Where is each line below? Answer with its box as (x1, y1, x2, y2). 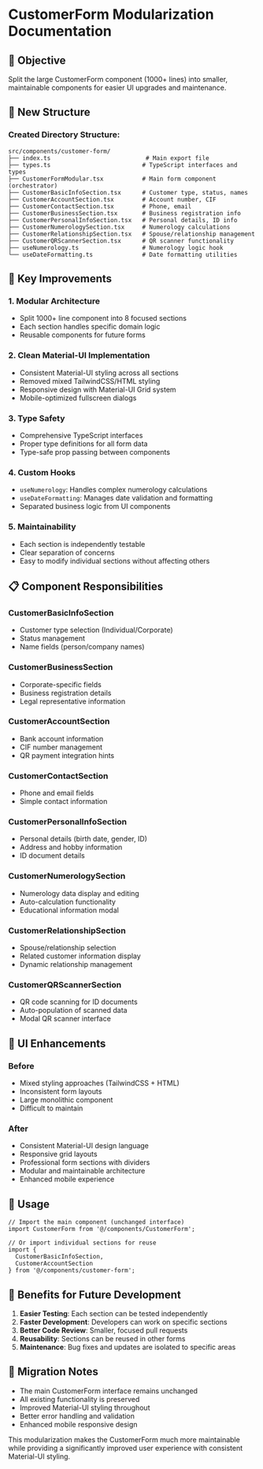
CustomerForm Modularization (8, 6, 214, 24)
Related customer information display (19, 951, 142, 961)
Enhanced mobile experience (19, 1174, 115, 1184)
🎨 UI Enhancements (8, 1036, 106, 1050)
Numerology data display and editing (19, 888, 139, 898)
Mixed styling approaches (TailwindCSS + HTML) (19, 1078, 180, 1088)
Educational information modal (19, 905, 120, 915)
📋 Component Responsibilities (8, 579, 164, 593)
